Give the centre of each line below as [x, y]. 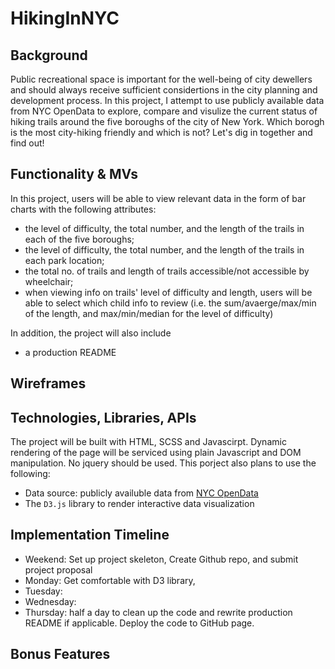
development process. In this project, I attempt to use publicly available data [167, 100]
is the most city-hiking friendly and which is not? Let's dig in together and [161, 132]
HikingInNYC [65, 18]
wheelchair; [49, 281]
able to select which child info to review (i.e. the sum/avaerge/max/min [170, 303]
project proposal [58, 569]
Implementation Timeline [90, 535]
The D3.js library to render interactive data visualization [139, 504]
